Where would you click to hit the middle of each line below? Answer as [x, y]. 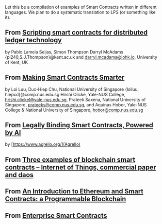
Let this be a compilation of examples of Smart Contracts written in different [81, 7]
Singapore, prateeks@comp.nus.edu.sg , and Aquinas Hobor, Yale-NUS [76, 104]
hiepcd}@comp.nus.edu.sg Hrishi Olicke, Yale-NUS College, [65, 94]
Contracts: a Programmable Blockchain [65, 199]
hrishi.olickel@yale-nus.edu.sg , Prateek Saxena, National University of [75, 100]
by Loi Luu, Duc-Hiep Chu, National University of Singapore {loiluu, [72, 89]
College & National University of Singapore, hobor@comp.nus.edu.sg [74, 110]
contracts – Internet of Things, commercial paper [81, 167]
